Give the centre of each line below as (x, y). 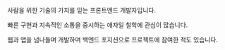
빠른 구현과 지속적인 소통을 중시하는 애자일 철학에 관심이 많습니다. (98, 25)
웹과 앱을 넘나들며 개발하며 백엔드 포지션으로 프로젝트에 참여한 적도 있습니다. (113, 40)
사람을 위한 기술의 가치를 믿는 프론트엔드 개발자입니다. (82, 10)
